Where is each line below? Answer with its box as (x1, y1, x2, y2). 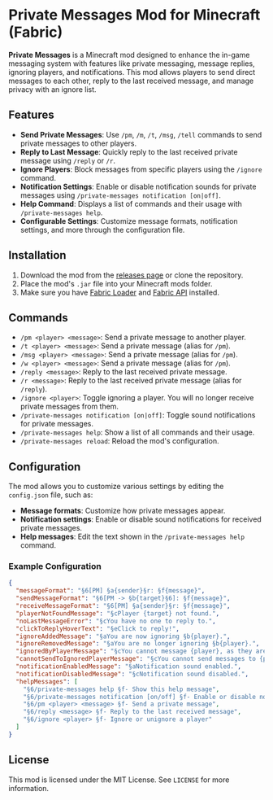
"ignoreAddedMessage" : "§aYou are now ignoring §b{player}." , (15, 632, 231, 640)
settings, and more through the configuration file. (19, 225, 185, 234)
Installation (8, 248, 67, 262)
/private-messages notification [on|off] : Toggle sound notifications (19, 410, 256, 420)
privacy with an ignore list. (8, 84, 97, 94)
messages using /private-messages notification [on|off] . (19, 190, 222, 200)
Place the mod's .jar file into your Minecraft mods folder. (19, 278, 213, 288)
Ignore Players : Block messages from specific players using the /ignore (19, 164, 262, 174)
